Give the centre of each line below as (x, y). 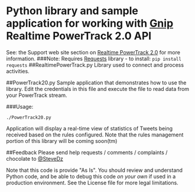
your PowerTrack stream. (37, 95)
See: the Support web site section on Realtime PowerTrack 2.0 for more (93, 52)
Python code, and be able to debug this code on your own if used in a (91, 176)
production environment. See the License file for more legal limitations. (92, 183)
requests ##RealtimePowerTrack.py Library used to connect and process (95, 65)
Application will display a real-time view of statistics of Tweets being (90, 128)
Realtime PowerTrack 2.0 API (79, 36)
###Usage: (20, 106)
